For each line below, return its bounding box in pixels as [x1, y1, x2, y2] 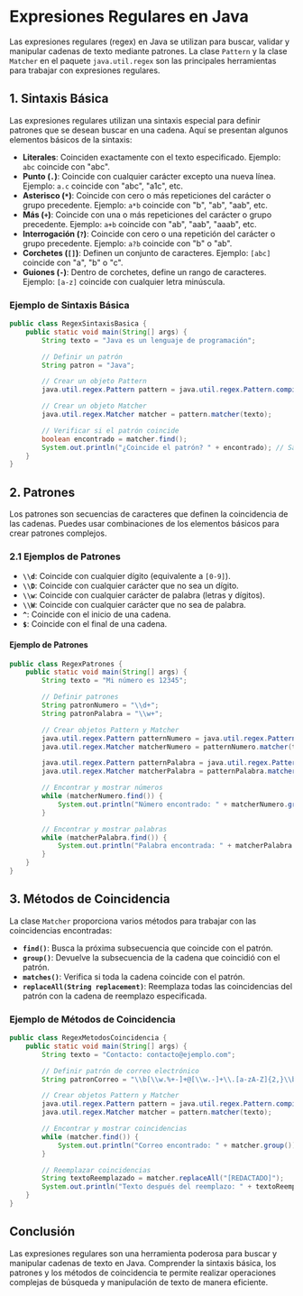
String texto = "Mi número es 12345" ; [41, 676, 188, 685]
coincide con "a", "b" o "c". [22, 257, 124, 268]
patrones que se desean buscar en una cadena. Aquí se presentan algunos [9, 124, 289, 135]
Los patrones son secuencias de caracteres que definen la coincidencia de [9, 509, 289, 519]
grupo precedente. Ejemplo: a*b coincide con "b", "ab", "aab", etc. [22, 199, 268, 210]
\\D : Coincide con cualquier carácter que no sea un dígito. [22, 580, 239, 592]
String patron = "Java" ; [41, 361, 135, 370]
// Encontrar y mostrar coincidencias [41, 1125, 188, 1134]
